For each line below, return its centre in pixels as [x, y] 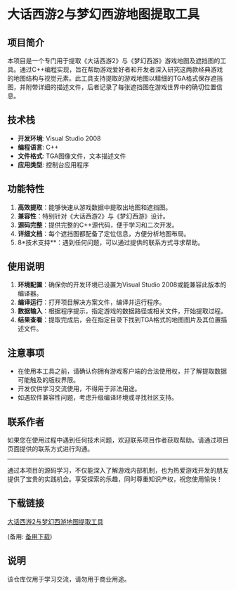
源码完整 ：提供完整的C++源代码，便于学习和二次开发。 [98, 225]
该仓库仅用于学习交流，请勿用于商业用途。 [69, 579]
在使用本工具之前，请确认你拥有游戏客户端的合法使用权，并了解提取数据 [122, 371]
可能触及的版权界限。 [48, 380]
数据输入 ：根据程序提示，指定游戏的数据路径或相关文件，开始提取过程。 [122, 311]
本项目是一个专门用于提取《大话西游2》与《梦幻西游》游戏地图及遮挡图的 [114, 61]
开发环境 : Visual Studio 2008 [59, 138]
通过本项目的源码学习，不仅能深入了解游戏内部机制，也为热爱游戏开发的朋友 [118, 471]
